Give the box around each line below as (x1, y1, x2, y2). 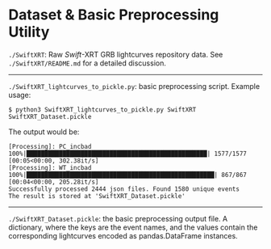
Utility (8, 23, 50, 41)
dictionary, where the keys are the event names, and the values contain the (8, 222, 258, 232)
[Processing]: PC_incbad (8, 142, 92, 150)
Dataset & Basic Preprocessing (8, 6, 219, 24)
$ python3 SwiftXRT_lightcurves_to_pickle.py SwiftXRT (8, 105, 197, 114)
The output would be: (8, 127, 80, 137)
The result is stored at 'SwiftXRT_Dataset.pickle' (8, 192, 186, 200)
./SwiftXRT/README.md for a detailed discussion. (8, 58, 167, 68)
